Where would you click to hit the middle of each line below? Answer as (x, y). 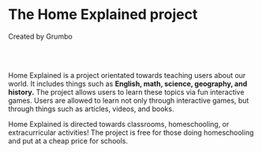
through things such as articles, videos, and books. (91, 109)
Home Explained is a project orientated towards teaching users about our (127, 75)
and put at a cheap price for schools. (68, 140)
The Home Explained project (103, 15)
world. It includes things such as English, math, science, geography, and (128, 84)
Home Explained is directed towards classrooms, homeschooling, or (119, 124)
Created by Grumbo (40, 36)
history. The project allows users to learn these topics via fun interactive (126, 91)
